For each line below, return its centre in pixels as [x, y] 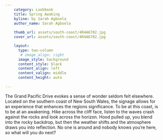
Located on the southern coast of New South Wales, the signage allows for [80, 101]
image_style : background [43, 59]
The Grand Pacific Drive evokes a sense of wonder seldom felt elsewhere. [80, 96]
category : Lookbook [34, 10]
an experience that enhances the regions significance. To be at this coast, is [82, 106]
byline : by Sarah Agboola [40, 19]
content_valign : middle [42, 73]
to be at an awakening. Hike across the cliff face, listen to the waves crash [80, 112]
